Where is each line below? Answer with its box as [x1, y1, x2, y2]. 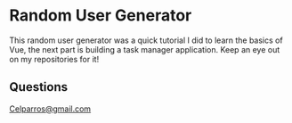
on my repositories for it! [9, 53, 100, 64]
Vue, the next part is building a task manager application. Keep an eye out [9, 44, 280, 54]
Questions [9, 79, 69, 94]
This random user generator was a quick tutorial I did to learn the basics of [9, 35, 283, 45]
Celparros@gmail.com [9, 103, 92, 114]
